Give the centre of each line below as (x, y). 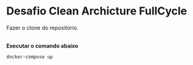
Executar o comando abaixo (42, 46)
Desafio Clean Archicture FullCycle (97, 11)
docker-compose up (30, 57)
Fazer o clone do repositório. (43, 28)
